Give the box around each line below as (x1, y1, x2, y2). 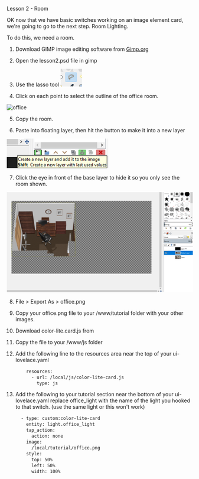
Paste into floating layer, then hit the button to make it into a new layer (15, 127, 185, 133)
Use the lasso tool (15, 81, 60, 88)
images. (15, 316, 35, 323)
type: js (37, 380, 58, 386)
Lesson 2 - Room (6, 5, 49, 12)
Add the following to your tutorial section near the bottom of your (15, 391, 174, 398)
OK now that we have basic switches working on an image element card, (6, 17, 184, 23)
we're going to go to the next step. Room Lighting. (6, 23, 129, 30)
